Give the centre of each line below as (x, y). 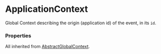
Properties (18, 36)
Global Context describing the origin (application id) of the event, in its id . (81, 23)
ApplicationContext (47, 9)
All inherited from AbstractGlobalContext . (48, 47)
